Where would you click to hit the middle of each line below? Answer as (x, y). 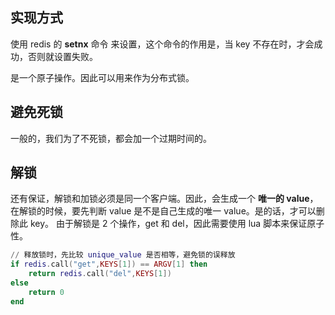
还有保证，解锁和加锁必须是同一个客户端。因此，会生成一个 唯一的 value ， (164, 199)
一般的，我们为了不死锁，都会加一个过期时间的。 (111, 138)
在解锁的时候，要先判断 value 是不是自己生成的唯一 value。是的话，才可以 (163, 211)
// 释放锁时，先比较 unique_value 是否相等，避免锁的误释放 (123, 255)
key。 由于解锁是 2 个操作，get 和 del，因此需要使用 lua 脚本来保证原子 (177, 224)
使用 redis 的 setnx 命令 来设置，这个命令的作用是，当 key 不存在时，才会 (162, 44)
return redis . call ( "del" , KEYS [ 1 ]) (100, 274)
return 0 (46, 292)
